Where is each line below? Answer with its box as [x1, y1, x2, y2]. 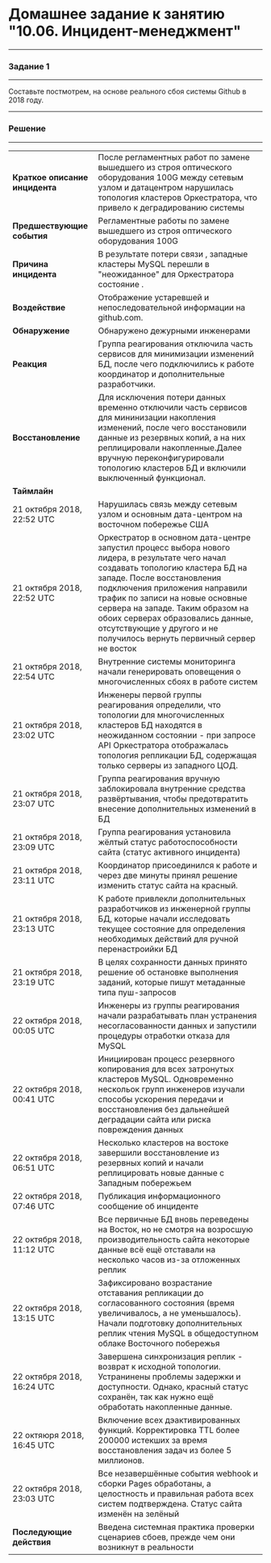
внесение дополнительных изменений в [98, 803, 256, 814]
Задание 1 [8, 61, 50, 72]
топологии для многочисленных [98, 709, 225, 721]
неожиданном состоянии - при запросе [98, 729, 256, 741]
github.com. [98, 311, 144, 323]
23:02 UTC [12, 729, 55, 741]
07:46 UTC [12, 1200, 55, 1211]
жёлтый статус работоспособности [98, 836, 238, 847]
